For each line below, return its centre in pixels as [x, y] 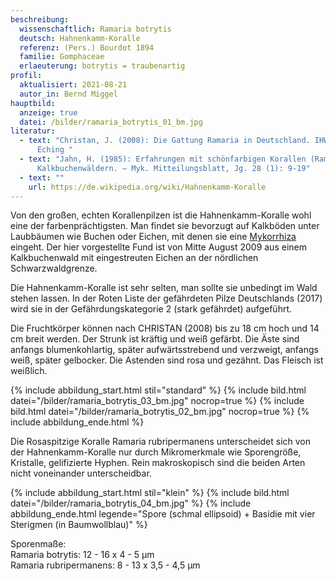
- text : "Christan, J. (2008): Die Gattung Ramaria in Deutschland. [165, 141]
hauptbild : [33, 103]
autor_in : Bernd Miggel [68, 94]
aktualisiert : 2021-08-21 [73, 85]
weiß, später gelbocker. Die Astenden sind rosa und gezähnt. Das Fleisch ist [167, 360]
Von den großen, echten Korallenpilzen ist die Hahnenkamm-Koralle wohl [161, 215]
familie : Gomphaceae [62, 57]
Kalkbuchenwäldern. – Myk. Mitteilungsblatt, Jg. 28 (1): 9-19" [173, 168]
